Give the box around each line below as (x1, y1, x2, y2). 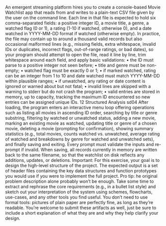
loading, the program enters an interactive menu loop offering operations (5, 104, 155, 110)
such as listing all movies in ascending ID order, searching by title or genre (5, 110, 158, 116)
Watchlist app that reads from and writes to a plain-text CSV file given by (5, 9, 155, 15)
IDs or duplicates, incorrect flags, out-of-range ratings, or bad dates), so (5, 47, 154, 52)
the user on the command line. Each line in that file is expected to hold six (5, 15, 156, 20)
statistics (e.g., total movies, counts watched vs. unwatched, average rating (5, 131, 160, 137)
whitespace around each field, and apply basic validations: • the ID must (5, 57, 154, 63)
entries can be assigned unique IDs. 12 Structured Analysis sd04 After (5, 99, 149, 105)
